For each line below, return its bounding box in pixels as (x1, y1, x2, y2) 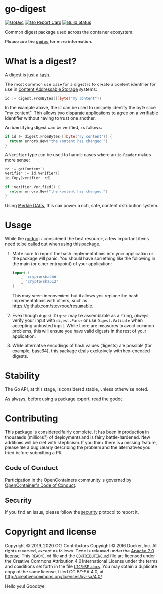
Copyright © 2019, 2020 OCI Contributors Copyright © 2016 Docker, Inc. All (5, 542, 158, 548)
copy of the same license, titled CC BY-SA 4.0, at (5, 568, 104, 574)
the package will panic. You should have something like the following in (12, 255, 156, 261)
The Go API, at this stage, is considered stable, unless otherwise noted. (5, 386, 149, 392)
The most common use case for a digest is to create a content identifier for (5, 81, 156, 87)
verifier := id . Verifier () (5, 171, 60, 176)
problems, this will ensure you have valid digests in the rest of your (12, 328, 147, 334)
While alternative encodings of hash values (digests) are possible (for (12, 343, 152, 349)
